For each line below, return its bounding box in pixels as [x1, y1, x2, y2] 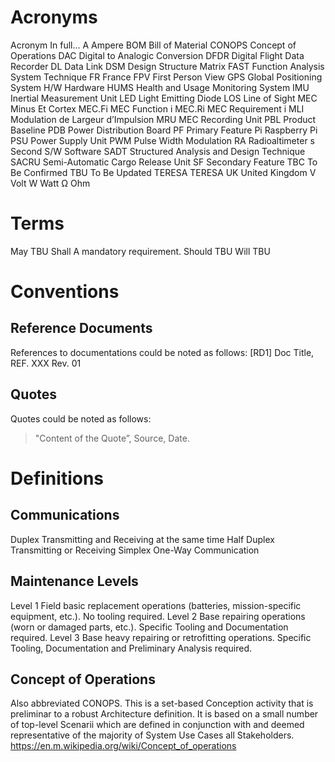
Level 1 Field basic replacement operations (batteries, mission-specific [10, 599, 302, 611]
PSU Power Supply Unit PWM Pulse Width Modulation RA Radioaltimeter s [10, 134, 315, 146]
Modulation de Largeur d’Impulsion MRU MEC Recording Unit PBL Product [10, 113, 317, 125]
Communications [10, 507, 120, 524]
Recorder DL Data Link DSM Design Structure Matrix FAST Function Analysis [10, 60, 325, 72]
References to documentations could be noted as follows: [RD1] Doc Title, [10, 346, 315, 358]
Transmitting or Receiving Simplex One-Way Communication [10, 544, 260, 556]
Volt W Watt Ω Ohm [10, 177, 91, 189]
